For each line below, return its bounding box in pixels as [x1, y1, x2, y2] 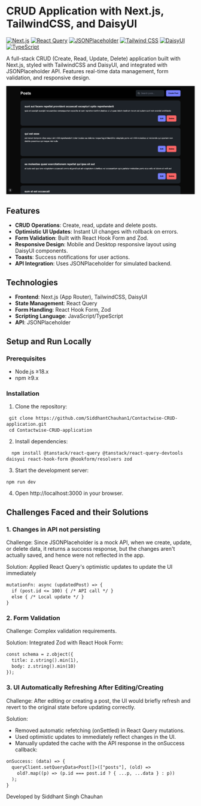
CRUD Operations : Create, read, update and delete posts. [14, 222, 157, 229]
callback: [14, 746, 38, 753]
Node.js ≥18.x [14, 368, 49, 375]
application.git [6, 422, 47, 428]
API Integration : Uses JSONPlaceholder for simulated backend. [14, 260, 172, 267]
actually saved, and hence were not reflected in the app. [6, 551, 145, 559]
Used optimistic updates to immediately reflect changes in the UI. [14, 733, 176, 740]
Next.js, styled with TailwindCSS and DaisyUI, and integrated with [6, 61, 167, 68]
